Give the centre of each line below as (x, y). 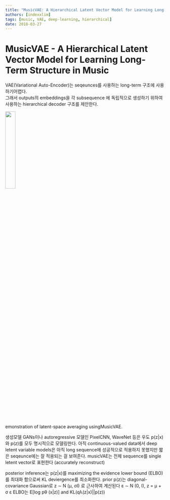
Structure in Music (69, 71)
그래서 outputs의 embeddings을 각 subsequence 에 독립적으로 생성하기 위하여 (84, 98)
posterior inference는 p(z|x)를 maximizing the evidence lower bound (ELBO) (84, 473)
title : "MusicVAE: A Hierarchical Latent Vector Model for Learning (79, 10)
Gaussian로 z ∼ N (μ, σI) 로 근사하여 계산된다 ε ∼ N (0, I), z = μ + (96, 486)
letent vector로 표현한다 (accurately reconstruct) (55, 463)
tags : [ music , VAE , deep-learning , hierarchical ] (59, 19)
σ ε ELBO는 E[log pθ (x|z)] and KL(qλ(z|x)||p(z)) (55, 492)
